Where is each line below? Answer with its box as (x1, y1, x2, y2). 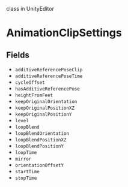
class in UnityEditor (6, 5, 54, 12)
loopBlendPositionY (14, 143, 64, 149)
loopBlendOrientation (14, 131, 69, 137)
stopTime (14, 175, 37, 181)
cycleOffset (14, 80, 45, 86)
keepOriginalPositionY (14, 111, 72, 117)
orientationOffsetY (14, 162, 64, 168)
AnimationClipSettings (6, 26, 122, 40)
